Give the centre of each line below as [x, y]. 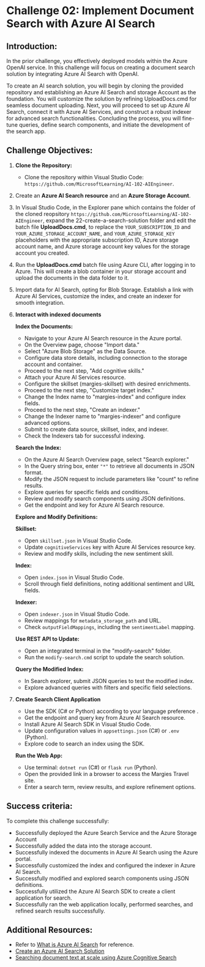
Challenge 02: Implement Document [100, 11]
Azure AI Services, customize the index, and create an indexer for [98, 296]
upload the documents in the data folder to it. [72, 278]
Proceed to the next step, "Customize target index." [89, 390]
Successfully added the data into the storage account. [84, 846]
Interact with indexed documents [58, 314]
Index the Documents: [44, 326]
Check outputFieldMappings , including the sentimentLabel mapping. [110, 627]
